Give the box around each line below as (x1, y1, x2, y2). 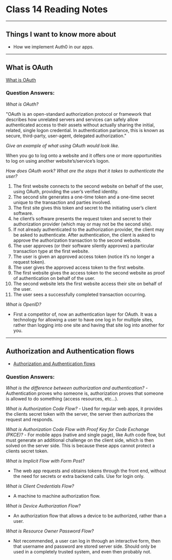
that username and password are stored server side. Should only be (13, 543, 156, 549)
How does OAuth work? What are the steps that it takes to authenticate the (6, 167, 164, 174)
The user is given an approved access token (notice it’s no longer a (13, 253, 155, 260)
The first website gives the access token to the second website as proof (13, 269, 165, 276)
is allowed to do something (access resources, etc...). (6, 395, 118, 401)
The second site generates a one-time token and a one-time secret (13, 194, 155, 200)
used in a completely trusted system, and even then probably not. (13, 548, 152, 554)
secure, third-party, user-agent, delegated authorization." (6, 133, 127, 139)
